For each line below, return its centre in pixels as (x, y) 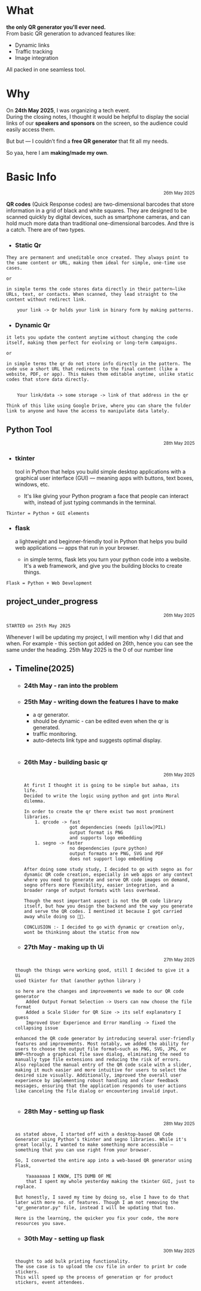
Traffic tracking (33, 51)
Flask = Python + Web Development (49, 583)
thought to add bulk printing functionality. (72, 1262)
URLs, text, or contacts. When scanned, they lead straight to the (92, 295)
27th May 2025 (179, 960)
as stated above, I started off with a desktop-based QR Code (94, 1134)
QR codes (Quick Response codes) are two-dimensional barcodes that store (100, 204)
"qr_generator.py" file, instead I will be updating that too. (95, 1208)
